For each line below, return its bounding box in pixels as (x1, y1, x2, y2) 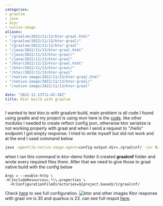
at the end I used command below (5, 136, 73, 142)
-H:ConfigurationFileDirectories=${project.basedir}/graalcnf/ (9, 182, 140, 187)
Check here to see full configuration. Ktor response (5, 191, 158, 196)
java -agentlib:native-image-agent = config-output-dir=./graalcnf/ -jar (5, 145, 153, 150)
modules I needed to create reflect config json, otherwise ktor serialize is (5, 120, 151, 126)
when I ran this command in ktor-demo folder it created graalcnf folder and (5, 154, 156, 160)
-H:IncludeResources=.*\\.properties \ (5, 177, 86, 183)
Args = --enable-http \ (5, 174, 53, 178)
